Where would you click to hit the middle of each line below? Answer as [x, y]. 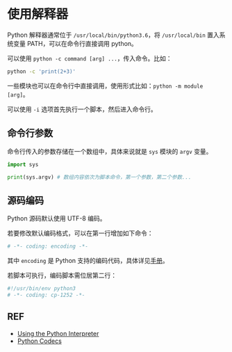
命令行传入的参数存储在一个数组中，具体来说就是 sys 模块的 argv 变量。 [110, 151]
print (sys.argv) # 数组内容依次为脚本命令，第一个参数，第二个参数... [99, 177]
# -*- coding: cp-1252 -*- [46, 295]
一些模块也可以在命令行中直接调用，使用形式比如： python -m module [105, 86]
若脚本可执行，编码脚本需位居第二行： [62, 275]
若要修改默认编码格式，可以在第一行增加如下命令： [80, 233]
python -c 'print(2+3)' [42, 71]
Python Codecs [40, 341]
